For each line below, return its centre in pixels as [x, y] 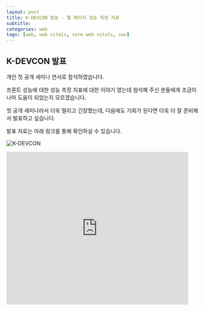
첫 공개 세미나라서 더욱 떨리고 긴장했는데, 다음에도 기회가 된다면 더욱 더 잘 [94, 110]
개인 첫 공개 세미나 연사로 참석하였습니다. [55, 76]
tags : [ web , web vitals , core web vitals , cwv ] [68, 35]
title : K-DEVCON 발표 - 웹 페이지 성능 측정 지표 [63, 18]
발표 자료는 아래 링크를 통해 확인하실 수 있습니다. [64, 131]
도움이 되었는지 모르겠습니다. [52, 97]
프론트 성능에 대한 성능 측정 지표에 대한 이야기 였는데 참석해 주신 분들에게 [93, 90]
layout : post [23, 12]
